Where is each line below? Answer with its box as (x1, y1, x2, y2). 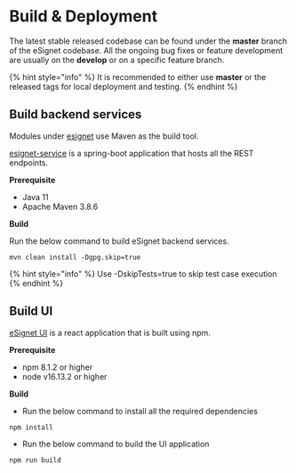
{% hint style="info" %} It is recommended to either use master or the (9, 71, 267, 82)
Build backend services (9, 107, 142, 122)
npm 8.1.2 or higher (21, 362, 93, 373)
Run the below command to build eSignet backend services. (9, 236, 229, 246)
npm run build (9, 455, 62, 464)
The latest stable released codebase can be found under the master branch (9, 36, 287, 46)
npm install (9, 422, 53, 432)
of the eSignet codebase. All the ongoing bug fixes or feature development (9, 44, 284, 55)
